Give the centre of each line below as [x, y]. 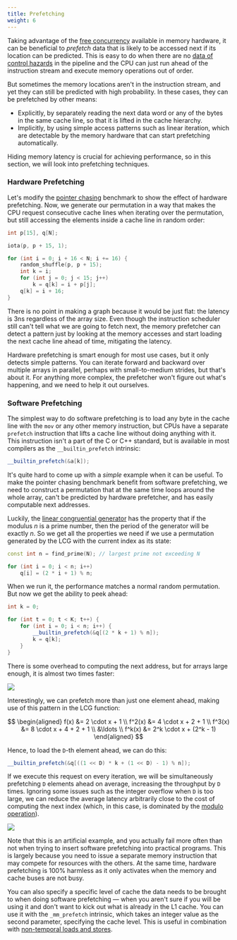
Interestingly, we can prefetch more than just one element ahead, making [114, 700]
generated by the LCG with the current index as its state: [89, 541]
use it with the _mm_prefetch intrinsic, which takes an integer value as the [113, 915]
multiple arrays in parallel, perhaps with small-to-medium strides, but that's [117, 370]
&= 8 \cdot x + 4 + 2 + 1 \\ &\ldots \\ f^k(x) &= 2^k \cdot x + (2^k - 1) [119, 729]
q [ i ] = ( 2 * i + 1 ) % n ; [56, 573]
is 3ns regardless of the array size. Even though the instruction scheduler [114, 319]
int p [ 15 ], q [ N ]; [33, 233]
